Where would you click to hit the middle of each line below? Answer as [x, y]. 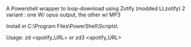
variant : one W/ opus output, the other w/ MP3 [63, 15]
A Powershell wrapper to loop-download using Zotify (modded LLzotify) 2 [96, 9]
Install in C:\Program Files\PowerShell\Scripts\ [62, 26]
